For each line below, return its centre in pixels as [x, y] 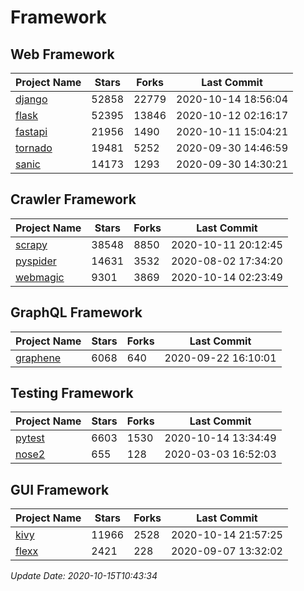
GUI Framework [60, 489]
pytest [30, 438]
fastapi [31, 131]
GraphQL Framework [76, 312]
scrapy [31, 244]
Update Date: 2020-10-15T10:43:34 [84, 576]
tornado [34, 148]
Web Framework [62, 54]
